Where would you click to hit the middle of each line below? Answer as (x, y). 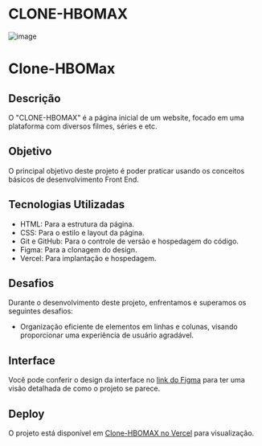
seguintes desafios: (41, 311)
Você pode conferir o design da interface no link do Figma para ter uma (127, 380)
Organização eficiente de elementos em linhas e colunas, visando (129, 327)
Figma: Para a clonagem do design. (78, 249)
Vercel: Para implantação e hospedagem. (88, 258)
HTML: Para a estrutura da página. (77, 224)
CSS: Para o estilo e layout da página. (82, 232)
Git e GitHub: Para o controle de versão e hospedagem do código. (129, 241)
